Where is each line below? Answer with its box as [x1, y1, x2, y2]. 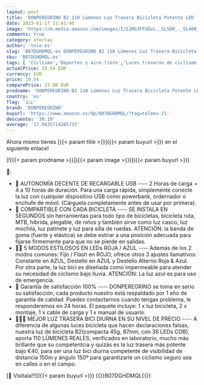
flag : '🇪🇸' [6, 99, 36, 105]
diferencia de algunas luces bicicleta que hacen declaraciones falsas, [15, 322, 189, 329]
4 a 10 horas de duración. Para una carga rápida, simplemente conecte [15, 186, 192, 194]
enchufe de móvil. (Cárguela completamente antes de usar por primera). [15, 199, 197, 207]
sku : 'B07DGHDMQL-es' [6, 54, 61, 60]
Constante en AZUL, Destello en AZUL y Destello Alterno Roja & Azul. [15, 257, 188, 264]
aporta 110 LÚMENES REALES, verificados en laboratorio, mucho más [15, 335, 189, 342]
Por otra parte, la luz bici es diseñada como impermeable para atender [15, 264, 192, 271]
